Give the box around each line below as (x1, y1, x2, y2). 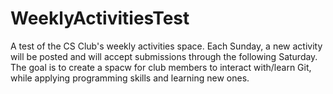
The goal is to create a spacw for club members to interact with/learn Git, (10, 61, 312, 73)
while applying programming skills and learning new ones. (10, 72, 250, 84)
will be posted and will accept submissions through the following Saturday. (10, 50, 318, 62)
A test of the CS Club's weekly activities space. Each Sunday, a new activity (10, 40, 323, 52)
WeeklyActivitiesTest (10, 7, 190, 30)
